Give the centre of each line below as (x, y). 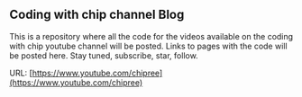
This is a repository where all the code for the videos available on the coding (151, 36)
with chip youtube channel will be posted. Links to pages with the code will (148, 46)
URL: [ (21, 73)
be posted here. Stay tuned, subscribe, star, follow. (104, 55)
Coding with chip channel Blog (97, 15)
